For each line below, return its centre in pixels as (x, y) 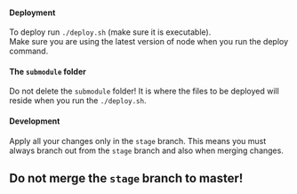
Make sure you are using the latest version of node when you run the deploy (149, 42)
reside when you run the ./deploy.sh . (78, 101)
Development (35, 121)
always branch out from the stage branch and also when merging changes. (147, 150)
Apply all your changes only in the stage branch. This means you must (138, 141)
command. (29, 51)
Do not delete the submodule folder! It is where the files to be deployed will (144, 91)
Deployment (32, 12)
